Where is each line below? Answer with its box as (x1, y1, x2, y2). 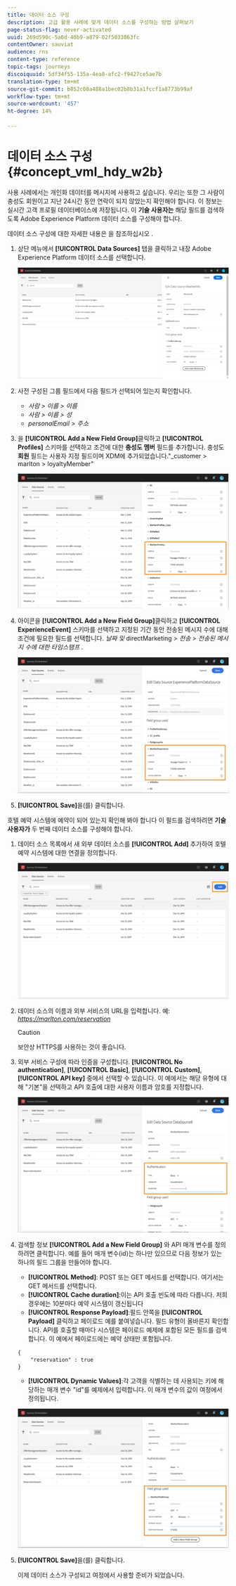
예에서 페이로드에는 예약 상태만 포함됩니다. (55, 1334, 173, 1343)
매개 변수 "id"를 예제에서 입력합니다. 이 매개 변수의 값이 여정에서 (46, 1386, 223, 1394)
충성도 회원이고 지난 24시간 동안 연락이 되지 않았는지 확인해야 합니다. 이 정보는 (7, 197, 223, 205)
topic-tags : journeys (7, 63, 71, 70)
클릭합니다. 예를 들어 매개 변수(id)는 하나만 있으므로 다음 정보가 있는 (36, 1249, 223, 1258)
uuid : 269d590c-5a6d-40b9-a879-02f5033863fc (7, 34, 140, 41)
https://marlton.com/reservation (17, 1014, 111, 1023)
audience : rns (7, 49, 49, 56)
